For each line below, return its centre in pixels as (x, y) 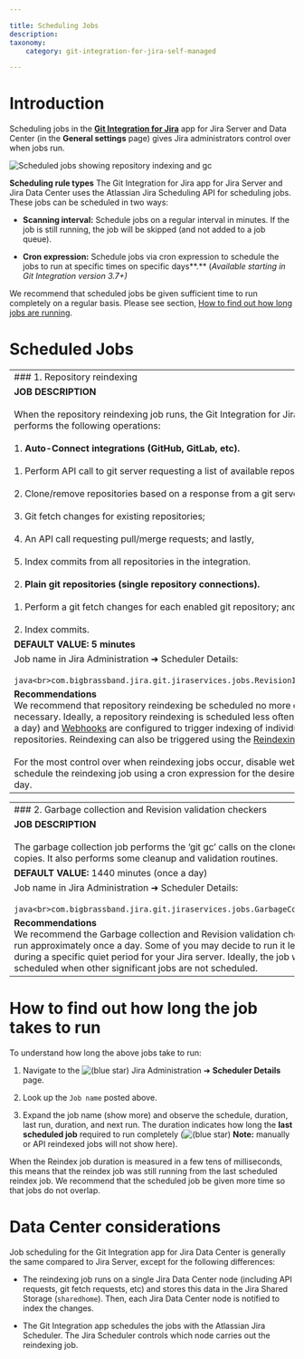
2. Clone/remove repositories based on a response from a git (143, 494)
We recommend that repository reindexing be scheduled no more (152, 706)
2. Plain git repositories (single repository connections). (137, 584)
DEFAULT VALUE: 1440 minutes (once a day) (111, 873)
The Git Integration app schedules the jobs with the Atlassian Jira (144, 1325)
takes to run (55, 1028)
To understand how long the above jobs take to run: (105, 1053)
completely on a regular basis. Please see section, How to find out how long (151, 304)
